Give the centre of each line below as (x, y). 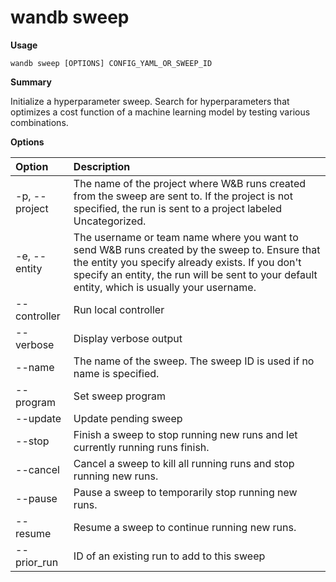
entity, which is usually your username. (165, 287)
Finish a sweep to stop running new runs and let (185, 434)
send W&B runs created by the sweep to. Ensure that (197, 249)
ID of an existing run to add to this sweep (169, 556)
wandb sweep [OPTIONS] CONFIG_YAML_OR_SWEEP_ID (111, 63)
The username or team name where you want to (186, 237)
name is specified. (116, 373)
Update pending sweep (128, 418)
